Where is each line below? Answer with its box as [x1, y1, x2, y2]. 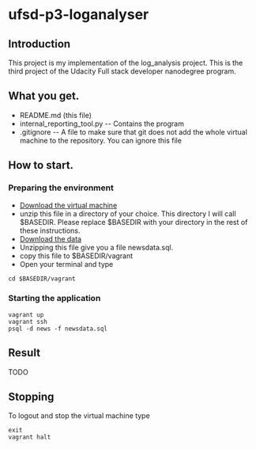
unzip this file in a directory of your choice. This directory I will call [19, 208, 236, 219]
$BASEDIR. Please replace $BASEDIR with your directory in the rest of [19, 217, 248, 226]
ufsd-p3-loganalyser [8, 6, 149, 24]
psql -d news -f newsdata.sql [8, 325, 108, 333]
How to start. [8, 158, 73, 172]
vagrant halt [8, 433, 51, 441]
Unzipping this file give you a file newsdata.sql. [19, 242, 174, 252]
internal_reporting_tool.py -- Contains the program [19, 119, 184, 128]
